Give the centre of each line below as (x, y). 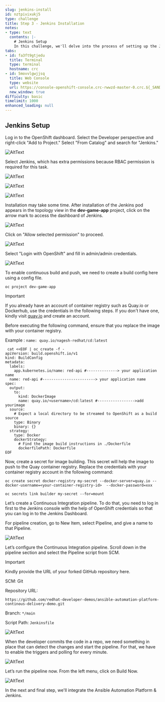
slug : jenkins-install (28, 10)
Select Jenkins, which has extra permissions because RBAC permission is (80, 161)
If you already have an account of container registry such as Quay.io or (77, 305)
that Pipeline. (18, 528)
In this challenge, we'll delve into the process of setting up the (85, 46)
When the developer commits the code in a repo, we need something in (77, 642)
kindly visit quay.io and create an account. (48, 316)
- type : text (18, 32)
